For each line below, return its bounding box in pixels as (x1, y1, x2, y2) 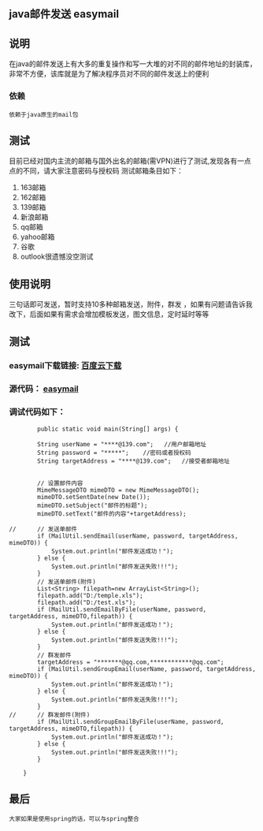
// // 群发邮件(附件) (9, 710, 91, 719)
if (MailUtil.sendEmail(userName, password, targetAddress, (37, 531, 239, 540)
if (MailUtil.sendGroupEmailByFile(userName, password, (37, 717, 224, 725)
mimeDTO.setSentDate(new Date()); (37, 493, 150, 501)
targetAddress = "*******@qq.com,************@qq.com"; (37, 658, 224, 666)
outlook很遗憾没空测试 (20, 252, 94, 262)
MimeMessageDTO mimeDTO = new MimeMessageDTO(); (37, 486, 200, 494)
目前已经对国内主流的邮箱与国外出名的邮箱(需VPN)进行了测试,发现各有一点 (9, 156, 251, 166)
